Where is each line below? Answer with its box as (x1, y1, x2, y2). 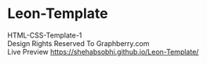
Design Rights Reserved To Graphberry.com (7, 38, 150, 48)
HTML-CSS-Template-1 (7, 30, 82, 40)
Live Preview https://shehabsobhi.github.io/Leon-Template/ (7, 47, 199, 56)
